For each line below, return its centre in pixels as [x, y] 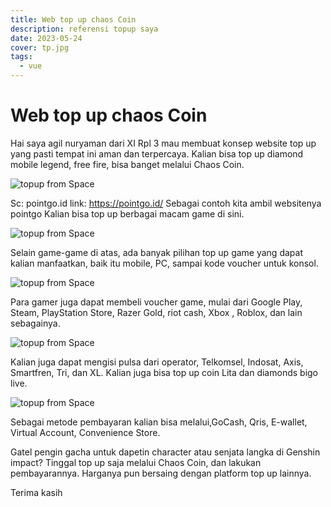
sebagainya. [35, 323]
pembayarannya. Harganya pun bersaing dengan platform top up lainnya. [161, 473]
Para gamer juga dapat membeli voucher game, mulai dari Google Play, [156, 302]
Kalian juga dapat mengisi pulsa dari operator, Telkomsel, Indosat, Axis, [157, 362]
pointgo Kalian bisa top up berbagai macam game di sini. [127, 213]
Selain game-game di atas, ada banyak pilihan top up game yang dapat [156, 252]
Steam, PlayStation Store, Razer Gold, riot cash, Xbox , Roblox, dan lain [156, 312]
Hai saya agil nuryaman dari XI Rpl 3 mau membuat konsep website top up [163, 143]
